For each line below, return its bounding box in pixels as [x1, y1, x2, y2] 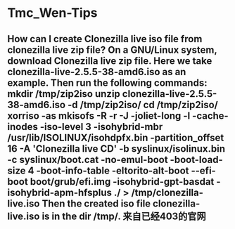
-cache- [192, 110, 229, 122]
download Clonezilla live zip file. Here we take [7, 55, 212, 67]
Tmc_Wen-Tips [7, 5, 98, 21]
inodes [7, 121, 39, 133]
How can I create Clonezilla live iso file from [7, 33, 203, 45]
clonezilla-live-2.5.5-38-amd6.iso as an [7, 65, 186, 78]
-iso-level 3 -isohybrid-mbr [39, 121, 163, 133]
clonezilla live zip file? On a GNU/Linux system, [7, 44, 217, 55]
